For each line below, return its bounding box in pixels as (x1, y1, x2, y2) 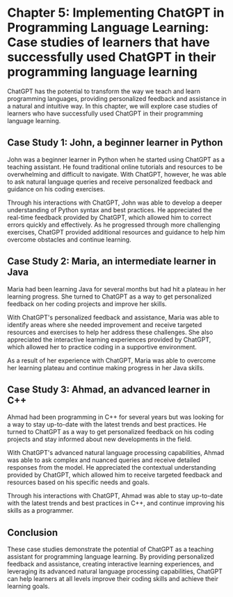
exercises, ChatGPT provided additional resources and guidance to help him (7, 228, 225, 236)
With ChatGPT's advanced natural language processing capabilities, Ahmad (7, 449, 225, 457)
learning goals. (7, 582, 50, 591)
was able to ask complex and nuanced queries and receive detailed (7, 456, 200, 464)
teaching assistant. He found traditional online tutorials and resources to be (7, 162, 223, 171)
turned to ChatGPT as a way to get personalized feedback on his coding (7, 428, 214, 436)
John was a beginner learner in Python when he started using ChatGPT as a (7, 155, 225, 164)
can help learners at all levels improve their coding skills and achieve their (7, 575, 219, 583)
